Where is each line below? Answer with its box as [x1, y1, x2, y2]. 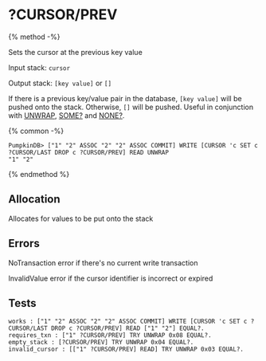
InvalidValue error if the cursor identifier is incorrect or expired [8, 273, 213, 283]
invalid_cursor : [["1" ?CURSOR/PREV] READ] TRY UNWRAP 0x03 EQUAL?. [8, 345, 244, 354]
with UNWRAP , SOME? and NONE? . [8, 110, 125, 120]
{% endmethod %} [8, 169, 70, 179]
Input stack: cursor [8, 62, 70, 73]
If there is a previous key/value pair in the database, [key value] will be [8, 93, 242, 103]
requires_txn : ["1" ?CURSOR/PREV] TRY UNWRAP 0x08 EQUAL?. [8, 332, 213, 339]
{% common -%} [8, 126, 65, 135]
